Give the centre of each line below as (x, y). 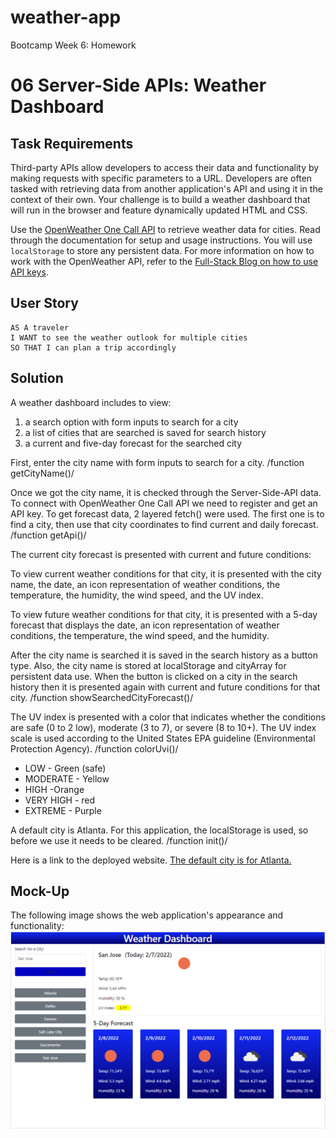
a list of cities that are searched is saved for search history (145, 432)
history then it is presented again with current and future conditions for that (165, 687)
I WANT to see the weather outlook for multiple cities (129, 337)
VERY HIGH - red (60, 800)
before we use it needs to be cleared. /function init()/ (119, 840)
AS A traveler (40, 327)
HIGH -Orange (54, 789)
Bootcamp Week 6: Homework (73, 45)
